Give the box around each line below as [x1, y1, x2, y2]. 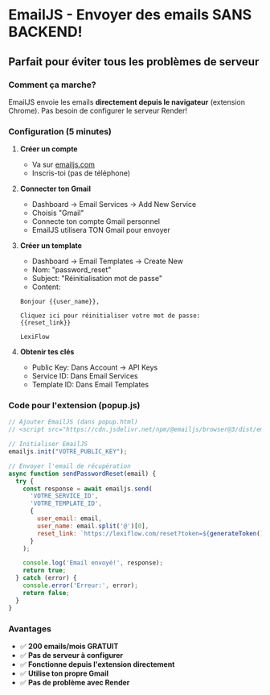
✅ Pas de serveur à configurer [19, 650, 123, 660]
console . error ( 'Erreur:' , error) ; [22, 581, 138, 590]
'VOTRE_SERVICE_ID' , [29, 492, 99, 500]
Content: [31, 282, 61, 292]
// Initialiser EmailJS [8, 441, 88, 449]
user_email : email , [37, 515, 103, 523]
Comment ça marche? [8, 79, 96, 90]
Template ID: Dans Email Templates [31, 380, 149, 390]
